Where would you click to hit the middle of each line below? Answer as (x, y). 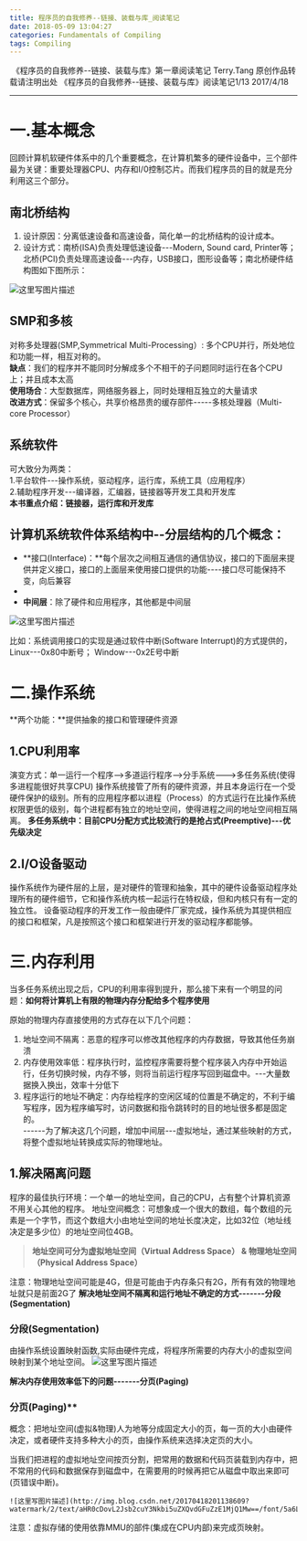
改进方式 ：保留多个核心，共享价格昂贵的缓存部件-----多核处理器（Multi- (146, 402)
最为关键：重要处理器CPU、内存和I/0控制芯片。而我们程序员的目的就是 (143, 169)
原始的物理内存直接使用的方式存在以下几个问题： (101, 1019)
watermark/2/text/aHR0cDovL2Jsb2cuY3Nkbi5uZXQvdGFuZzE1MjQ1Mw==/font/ (147, 1509)
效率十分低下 (95, 1084)
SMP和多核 (41, 321)
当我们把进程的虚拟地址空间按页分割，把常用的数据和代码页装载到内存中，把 (153, 1460)
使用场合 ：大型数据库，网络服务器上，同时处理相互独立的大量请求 (133, 390)
